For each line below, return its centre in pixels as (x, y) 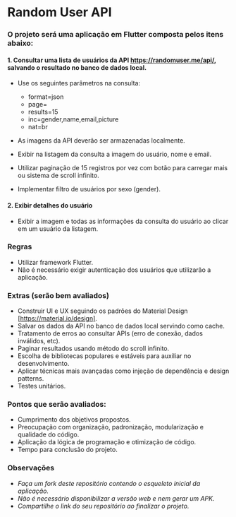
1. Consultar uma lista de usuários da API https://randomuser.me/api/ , (112, 60)
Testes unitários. (42, 386)
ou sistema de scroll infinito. (58, 176)
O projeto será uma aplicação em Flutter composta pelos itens (116, 35)
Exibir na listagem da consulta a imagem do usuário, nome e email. (114, 154)
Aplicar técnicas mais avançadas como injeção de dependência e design (123, 371)
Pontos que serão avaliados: (57, 405)
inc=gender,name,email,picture (73, 119)
